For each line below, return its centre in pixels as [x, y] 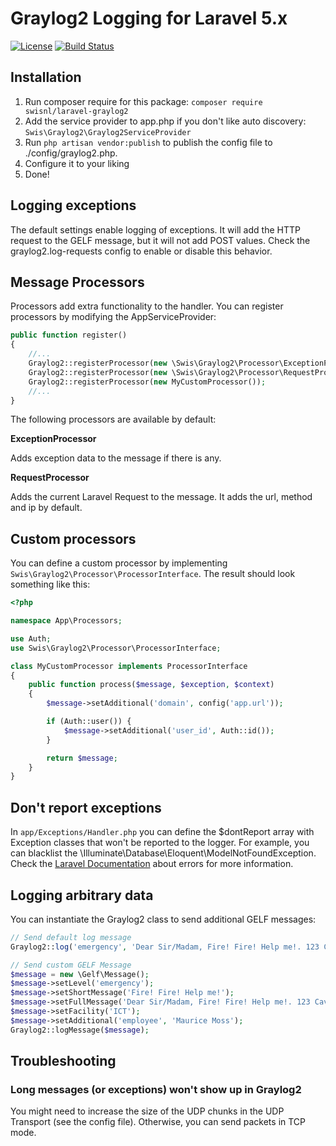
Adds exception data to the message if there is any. [116, 458]
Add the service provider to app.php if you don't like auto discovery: [165, 121]
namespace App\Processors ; [66, 621]
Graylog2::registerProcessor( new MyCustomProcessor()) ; [147, 382]
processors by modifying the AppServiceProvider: [113, 317]
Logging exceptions [73, 205]
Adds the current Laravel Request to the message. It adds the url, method [161, 497]
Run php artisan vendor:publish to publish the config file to [148, 142]
